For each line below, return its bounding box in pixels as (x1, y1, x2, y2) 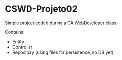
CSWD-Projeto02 (5, 3, 78, 15)
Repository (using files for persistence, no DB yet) (12, 49, 114, 55)
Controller (12, 44, 33, 50)
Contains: (5, 29, 25, 35)
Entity (12, 38, 25, 45)
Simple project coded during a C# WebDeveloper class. (5, 20, 118, 26)
